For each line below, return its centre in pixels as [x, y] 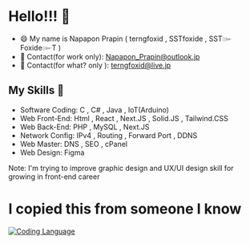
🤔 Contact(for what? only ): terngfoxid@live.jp [95, 65]
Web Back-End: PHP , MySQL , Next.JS [85, 127]
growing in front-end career [54, 177]
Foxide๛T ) [40, 47]
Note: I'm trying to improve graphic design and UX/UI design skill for [121, 168]
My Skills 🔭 [36, 90]
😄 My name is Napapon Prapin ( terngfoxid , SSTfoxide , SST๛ [126, 39]
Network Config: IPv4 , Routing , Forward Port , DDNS [109, 135]
